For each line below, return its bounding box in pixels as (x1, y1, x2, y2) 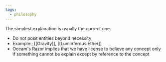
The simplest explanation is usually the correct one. (5, 25, 111, 31)
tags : (5, 7, 16, 12)
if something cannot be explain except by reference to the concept (12, 51, 150, 57)
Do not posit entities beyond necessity (12, 35, 92, 41)
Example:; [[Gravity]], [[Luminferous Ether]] (12, 40, 102, 46)
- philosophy (9, 12, 37, 17)
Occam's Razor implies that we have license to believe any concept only (12, 46, 161, 52)
